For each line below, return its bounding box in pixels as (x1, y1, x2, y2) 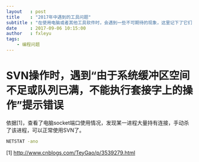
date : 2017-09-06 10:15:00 (6, 25, 86, 31)
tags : (6, 36, 20, 42)
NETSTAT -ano (6, 138, 38, 144)
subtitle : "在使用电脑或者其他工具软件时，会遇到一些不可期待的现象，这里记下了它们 (6, 20, 192, 25)
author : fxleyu (6, 31, 52, 37)
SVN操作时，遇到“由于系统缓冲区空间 (6, 69, 190, 83)
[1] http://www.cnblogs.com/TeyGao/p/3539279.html (6, 149, 136, 156)
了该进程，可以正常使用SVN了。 (6, 127, 85, 134)
